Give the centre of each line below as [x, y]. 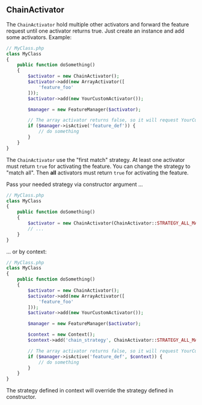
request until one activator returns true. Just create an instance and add [95, 31]
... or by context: [26, 252]
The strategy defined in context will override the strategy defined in [90, 391]
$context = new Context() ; [62, 335]
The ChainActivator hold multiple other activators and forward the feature [98, 24]
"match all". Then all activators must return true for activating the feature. [97, 172]
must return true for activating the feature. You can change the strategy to [98, 166]
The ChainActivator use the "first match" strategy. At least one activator [96, 159]
